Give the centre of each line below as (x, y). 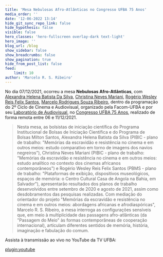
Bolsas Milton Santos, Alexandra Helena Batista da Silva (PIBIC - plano (87, 137)
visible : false (20, 32)
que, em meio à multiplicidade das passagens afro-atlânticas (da (82, 215)
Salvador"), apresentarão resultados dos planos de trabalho (77, 184)
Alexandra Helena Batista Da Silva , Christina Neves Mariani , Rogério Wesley (81, 97)
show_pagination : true (28, 59)
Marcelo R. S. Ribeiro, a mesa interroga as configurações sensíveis (84, 210)
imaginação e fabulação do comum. (53, 230)
